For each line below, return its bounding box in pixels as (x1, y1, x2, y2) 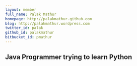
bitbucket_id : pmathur (5, 35, 52, 40)
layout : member (5, 7, 37, 12)
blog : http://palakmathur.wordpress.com (5, 21, 90, 26)
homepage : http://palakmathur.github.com (5, 16, 92, 21)
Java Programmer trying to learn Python (5, 53, 133, 62)
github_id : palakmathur (5, 30, 55, 35)
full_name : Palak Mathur (5, 12, 57, 17)
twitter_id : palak (5, 26, 43, 31)
